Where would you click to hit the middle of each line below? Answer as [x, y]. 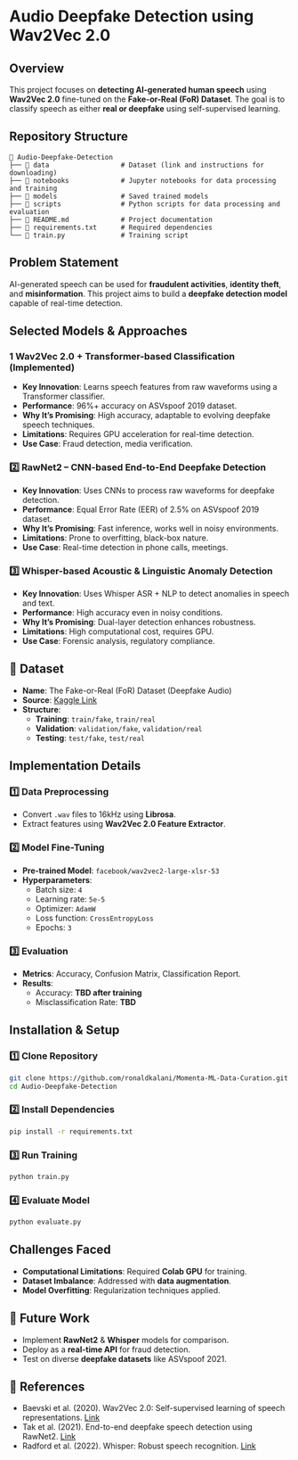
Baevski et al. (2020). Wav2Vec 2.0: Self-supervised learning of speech [153, 1408]
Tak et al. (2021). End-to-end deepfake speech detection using [137, 1427]
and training [33, 188]
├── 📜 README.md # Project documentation [111, 219]
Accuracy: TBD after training [89, 993]
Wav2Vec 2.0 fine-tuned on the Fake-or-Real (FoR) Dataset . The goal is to [147, 99]
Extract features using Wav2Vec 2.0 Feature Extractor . [124, 824]
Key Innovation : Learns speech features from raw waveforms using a [149, 387]
